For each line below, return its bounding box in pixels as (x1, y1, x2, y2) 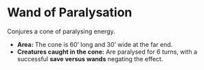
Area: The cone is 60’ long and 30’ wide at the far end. (16, 40, 173, 48)
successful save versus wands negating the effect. (16, 54, 163, 63)
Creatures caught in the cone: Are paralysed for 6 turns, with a (16, 48, 198, 56)
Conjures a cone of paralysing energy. (7, 27, 115, 35)
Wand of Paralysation (7, 5, 133, 20)
